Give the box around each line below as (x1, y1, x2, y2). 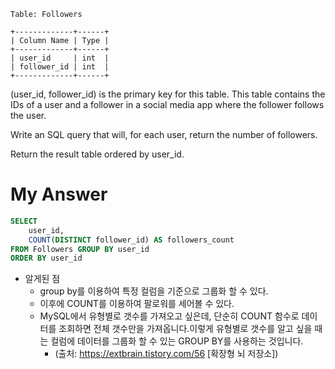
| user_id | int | (10, 53, 110, 63)
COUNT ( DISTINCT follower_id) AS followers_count (28, 235, 235, 245)
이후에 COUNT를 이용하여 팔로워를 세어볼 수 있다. (39, 298, 235, 310)
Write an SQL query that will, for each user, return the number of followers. (10, 129, 318, 140)
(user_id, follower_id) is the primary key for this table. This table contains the (10, 88, 326, 100)
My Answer (10, 183, 108, 206)
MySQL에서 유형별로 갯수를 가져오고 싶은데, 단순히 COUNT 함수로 (39, 310, 300, 322)
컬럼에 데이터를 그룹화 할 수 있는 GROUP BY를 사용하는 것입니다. (50, 335, 304, 347)
